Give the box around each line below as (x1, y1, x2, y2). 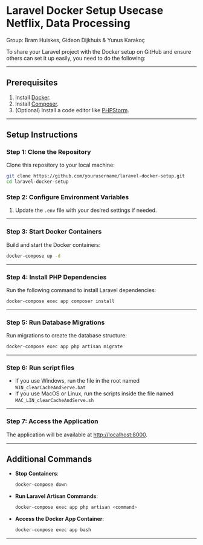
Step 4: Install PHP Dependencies (6, 273, 107, 281)
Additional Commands (6, 454, 92, 464)
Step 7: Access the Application (6, 417, 98, 425)
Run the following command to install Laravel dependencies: (6, 286, 156, 293)
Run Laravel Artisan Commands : (14, 492, 98, 500)
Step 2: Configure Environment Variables (6, 193, 129, 202)
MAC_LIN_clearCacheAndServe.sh (14, 398, 94, 404)
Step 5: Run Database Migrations (6, 318, 105, 327)
